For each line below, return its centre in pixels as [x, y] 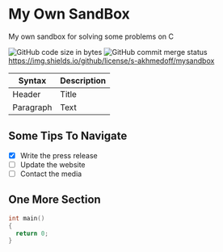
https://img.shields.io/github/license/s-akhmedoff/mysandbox [111, 61]
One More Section [55, 200]
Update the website [53, 164]
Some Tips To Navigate [68, 136]
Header [27, 94]
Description [83, 80]
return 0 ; [32, 233]
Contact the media [51, 174]
